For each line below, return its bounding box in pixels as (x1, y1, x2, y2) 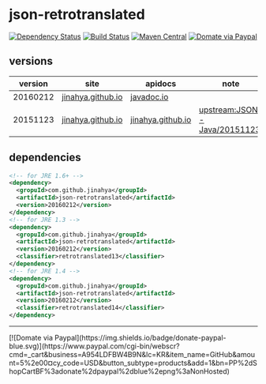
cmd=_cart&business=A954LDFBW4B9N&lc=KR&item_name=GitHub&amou (9, 350, 256, 360)
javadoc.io (130, 91, 169, 102)
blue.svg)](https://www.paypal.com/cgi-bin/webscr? (9, 341, 180, 351)
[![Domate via (9, 333, 54, 343)
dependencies (9, 151, 81, 164)
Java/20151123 (199, 124, 261, 135)
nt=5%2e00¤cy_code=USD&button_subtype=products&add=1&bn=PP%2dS (9, 358, 257, 368)
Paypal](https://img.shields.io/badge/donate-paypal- (54, 333, 227, 343)
